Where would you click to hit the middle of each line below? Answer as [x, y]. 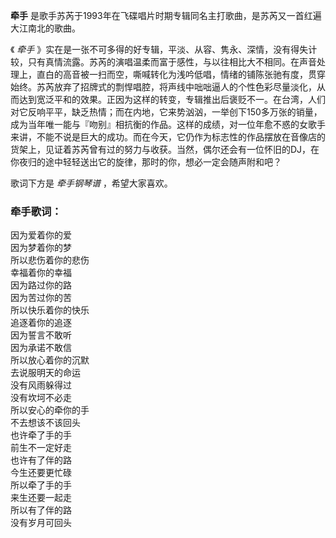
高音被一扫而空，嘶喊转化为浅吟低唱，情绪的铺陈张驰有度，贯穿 [194, 74]
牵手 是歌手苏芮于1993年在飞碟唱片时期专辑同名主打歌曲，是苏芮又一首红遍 [166, 15]
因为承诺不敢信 [41, 348]
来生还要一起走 [41, 498]
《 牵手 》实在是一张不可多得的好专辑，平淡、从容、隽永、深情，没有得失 [159, 49]
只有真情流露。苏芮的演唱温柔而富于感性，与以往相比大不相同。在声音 [172, 62]
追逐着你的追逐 [41, 323]
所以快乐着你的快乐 [50, 310]
